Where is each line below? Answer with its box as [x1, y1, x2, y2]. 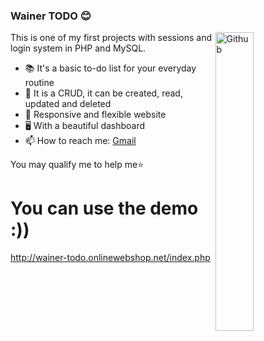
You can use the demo [10, 197, 199, 220]
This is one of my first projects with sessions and [10, 32, 213, 44]
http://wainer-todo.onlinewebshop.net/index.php [10, 252, 211, 264]
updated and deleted [24, 98, 112, 110]
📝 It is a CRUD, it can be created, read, [24, 87, 183, 99]
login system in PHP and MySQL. [10, 42, 147, 54]
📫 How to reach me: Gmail [24, 135, 137, 147]
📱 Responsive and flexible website [24, 109, 167, 121]
